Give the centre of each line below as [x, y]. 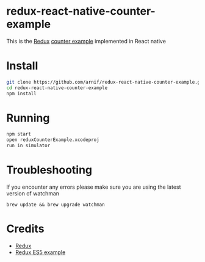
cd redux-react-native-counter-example [57, 88]
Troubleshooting [49, 170]
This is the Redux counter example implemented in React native [86, 41]
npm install [21, 93]
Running [28, 118]
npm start [19, 134]
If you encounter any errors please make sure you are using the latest [94, 187]
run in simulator [28, 146]
